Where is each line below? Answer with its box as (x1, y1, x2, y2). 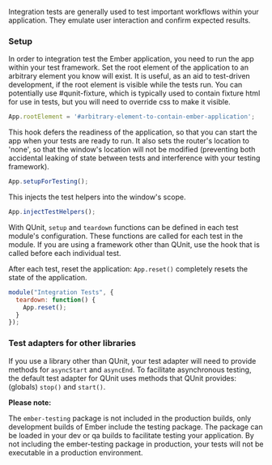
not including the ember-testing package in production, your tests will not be (8, 439, 264, 449)
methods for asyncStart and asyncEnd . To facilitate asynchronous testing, (8, 365, 252, 374)
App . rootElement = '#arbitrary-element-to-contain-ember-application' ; (8, 113, 255, 121)
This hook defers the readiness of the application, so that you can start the (8, 127, 257, 137)
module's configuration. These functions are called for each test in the (8, 231, 244, 241)
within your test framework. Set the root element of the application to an (8, 62, 249, 72)
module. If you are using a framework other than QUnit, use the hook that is (8, 239, 261, 250)
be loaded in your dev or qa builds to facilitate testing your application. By (8, 430, 255, 440)
